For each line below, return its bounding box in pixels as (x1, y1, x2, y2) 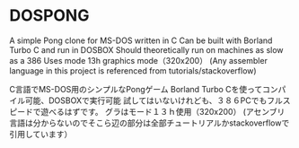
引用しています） (9, 128, 73, 139)
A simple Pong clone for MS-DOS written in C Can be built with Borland (9, 35, 273, 46)
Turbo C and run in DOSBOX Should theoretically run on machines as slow (9, 44, 285, 55)
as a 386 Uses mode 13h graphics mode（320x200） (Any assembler (9, 55, 268, 65)
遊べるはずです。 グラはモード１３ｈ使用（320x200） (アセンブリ (40, 106, 286, 117)
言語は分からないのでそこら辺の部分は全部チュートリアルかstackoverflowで (9, 118, 290, 128)
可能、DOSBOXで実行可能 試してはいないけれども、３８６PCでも (24, 95, 268, 106)
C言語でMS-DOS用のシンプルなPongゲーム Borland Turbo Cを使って (9, 83, 263, 94)
